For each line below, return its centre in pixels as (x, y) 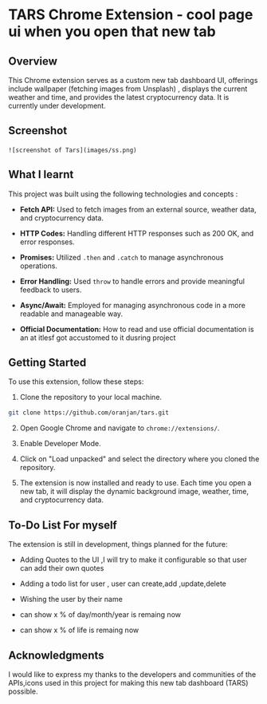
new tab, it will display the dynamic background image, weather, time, (134, 492)
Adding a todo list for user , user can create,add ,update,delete (123, 583)
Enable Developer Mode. (60, 444)
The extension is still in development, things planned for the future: (118, 544)
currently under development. (57, 106)
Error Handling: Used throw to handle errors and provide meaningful (132, 281)
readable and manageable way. (71, 314)
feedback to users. (51, 290)
